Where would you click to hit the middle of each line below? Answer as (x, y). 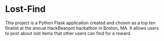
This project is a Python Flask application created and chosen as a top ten (80, 23)
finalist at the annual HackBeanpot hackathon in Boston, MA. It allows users (82, 28)
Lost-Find (25, 9)
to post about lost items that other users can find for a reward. (68, 33)
